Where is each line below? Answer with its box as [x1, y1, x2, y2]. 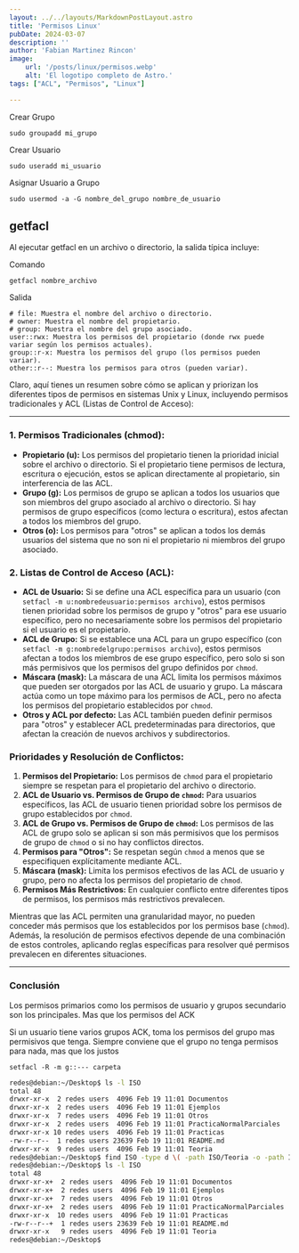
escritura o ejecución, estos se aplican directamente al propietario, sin [21, 468, 280, 479]
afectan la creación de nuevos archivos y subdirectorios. [21, 728, 230, 739]
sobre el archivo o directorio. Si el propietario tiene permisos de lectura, [21, 459, 287, 469]
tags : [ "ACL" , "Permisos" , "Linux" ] [9, 79, 145, 88]
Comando [9, 259, 45, 270]
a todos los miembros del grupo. [21, 516, 141, 526]
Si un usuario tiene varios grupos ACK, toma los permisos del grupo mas [9, 1026, 276, 1037]
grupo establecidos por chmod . [21, 809, 133, 819]
